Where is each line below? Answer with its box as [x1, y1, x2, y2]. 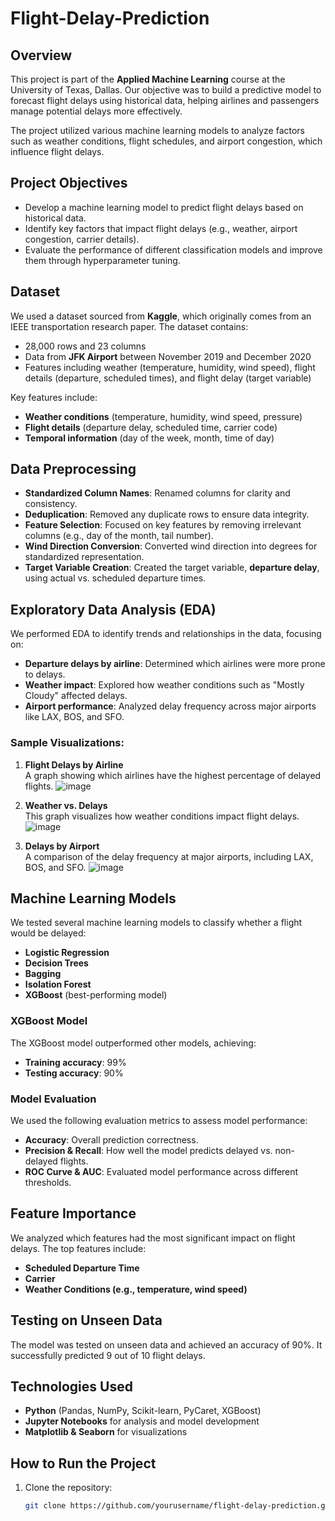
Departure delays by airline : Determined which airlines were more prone [24, 658, 326, 670]
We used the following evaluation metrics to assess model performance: [10, 1114, 308, 1126]
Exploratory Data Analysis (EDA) [10, 601, 217, 618]
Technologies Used [10, 1378, 133, 1395]
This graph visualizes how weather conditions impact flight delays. [24, 810, 300, 822]
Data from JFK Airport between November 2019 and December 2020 [24, 350, 312, 362]
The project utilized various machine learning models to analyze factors [10, 125, 305, 136]
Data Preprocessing [10, 461, 137, 478]
